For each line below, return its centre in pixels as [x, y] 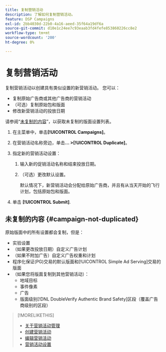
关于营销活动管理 [42, 326]
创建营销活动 [38, 332]
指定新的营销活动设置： [36, 153]
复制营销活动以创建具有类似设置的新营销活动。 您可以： [63, 87]
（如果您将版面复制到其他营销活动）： [51, 274]
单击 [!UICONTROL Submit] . [42, 202]
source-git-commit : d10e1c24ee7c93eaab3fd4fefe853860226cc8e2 [71, 28]
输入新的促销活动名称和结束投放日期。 [59, 164]
